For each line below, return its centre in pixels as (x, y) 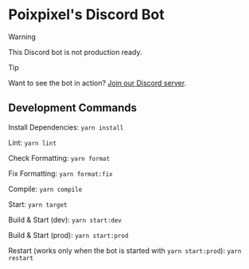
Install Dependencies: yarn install (66, 127)
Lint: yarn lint (33, 142)
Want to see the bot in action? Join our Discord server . (97, 83)
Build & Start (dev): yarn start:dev (65, 220)
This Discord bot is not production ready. (75, 52)
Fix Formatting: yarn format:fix (60, 173)
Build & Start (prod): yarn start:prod (68, 235)
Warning (22, 37)
